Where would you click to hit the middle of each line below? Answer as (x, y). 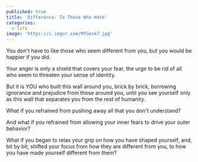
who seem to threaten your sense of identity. (61, 75)
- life (20, 28)
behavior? (18, 129)
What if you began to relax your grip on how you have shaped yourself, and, (99, 140)
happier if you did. (29, 57)
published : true (26, 12)
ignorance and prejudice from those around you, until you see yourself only (98, 93)
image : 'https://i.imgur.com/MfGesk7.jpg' (59, 34)
